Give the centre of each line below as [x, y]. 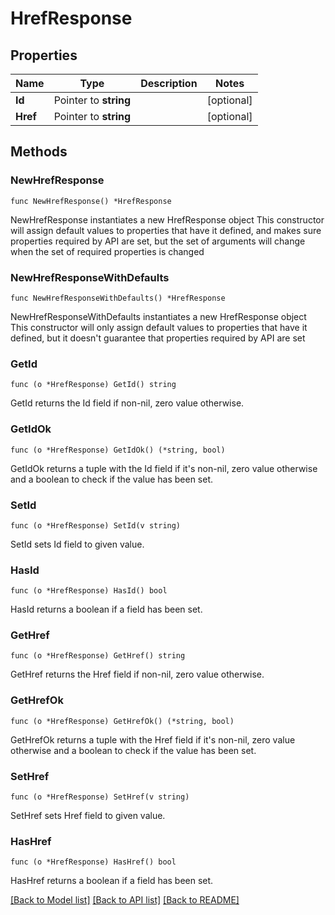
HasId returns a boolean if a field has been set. [106, 609]
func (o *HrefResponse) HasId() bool [89, 591]
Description [169, 83]
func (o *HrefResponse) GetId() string [93, 385]
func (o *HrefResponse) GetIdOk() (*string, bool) [118, 450]
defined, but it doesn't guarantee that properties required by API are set [158, 338]
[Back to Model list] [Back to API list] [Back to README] [125, 900]
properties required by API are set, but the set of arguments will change [158, 241]
